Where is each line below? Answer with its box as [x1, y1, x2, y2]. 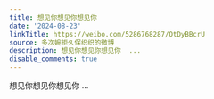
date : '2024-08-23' [9, 21, 82, 30]
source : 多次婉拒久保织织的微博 [9, 37, 115, 47]
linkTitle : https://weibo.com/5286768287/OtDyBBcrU [9, 29, 205, 38]
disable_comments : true [9, 54, 98, 63]
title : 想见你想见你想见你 [9, 12, 98, 22]
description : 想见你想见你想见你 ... [9, 46, 141, 55]
